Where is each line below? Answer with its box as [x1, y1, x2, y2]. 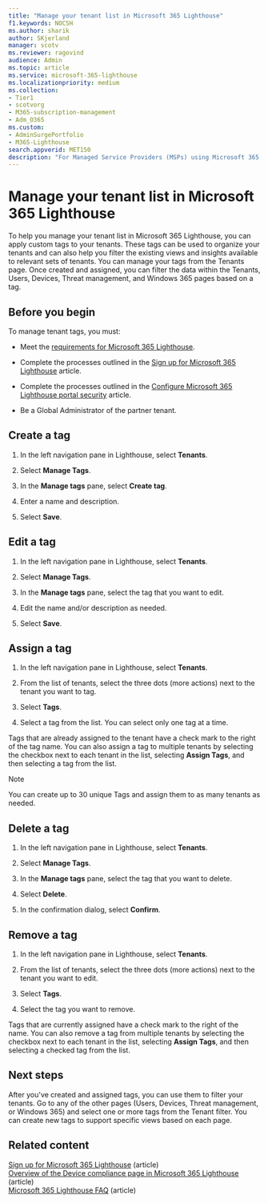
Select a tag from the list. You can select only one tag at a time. [19, 718, 229, 728]
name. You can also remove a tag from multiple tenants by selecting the [8, 1029, 245, 1038]
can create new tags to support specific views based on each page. [8, 1115, 232, 1125]
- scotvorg [8, 101, 45, 109]
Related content [8, 1138, 90, 1153]
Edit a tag [8, 535, 56, 549]
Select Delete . [19, 889, 67, 899]
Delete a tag [8, 821, 70, 835]
